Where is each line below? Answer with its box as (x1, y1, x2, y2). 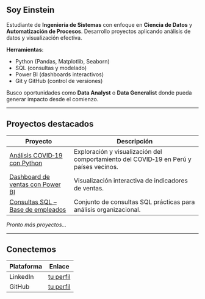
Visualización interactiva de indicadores (74, 176, 188, 185)
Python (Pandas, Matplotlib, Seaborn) (15, 57, 110, 65)
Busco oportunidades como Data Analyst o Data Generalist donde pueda (6, 88, 192, 96)
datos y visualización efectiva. (6, 34, 82, 41)
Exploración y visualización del (74, 147, 162, 156)
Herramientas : (6, 46, 44, 53)
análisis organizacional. (74, 205, 141, 214)
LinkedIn (9, 273, 34, 281)
